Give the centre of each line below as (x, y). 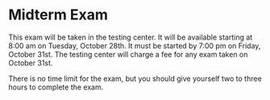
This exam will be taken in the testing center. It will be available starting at (131, 37)
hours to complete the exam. (56, 87)
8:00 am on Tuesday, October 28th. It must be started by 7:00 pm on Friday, (135, 45)
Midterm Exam (58, 15)
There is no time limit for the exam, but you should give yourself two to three (135, 78)
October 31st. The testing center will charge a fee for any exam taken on (128, 54)
